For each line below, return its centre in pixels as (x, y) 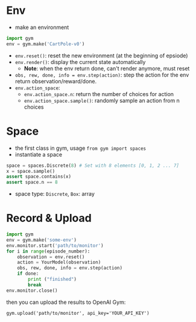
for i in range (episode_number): (48, 251)
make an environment (42, 27)
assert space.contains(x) (39, 177)
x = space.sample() (31, 171)
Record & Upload (49, 218)
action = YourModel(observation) (59, 262)
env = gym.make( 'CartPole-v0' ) (46, 44)
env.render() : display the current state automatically (80, 62)
